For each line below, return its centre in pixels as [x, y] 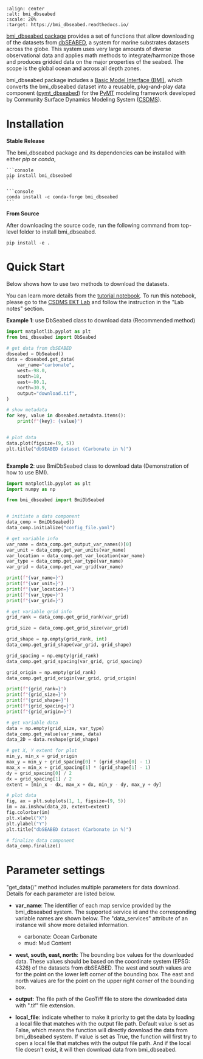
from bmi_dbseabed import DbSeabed [51, 337]
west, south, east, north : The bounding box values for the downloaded [104, 955]
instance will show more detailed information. [72, 925]
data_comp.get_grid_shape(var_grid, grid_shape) [69, 645]
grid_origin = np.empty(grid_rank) [51, 672]
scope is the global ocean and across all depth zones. [74, 68]
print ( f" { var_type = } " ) [35, 595]
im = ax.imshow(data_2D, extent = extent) [58, 807]
